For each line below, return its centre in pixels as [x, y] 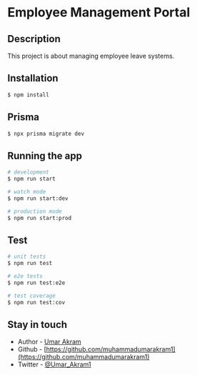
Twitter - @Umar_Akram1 [54, 364]
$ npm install [29, 95]
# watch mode [27, 191]
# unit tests [27, 257]
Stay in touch [37, 325]
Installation [33, 78]
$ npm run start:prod [40, 218]
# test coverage [31, 296]
